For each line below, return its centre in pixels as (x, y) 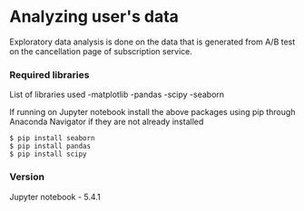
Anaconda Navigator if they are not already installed (107, 122)
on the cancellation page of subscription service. (101, 51)
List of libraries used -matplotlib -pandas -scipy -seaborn (117, 95)
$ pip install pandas (50, 147)
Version (27, 177)
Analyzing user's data (94, 17)
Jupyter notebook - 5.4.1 (55, 197)
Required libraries (49, 74)
